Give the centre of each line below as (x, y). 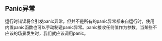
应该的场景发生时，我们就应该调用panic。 (47, 33)
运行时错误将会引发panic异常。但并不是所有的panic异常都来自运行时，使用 (80, 21)
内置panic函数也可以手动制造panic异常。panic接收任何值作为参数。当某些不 (81, 27)
